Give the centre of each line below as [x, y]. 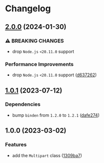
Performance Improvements [39, 64]
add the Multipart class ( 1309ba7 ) [47, 155]
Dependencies [23, 104]
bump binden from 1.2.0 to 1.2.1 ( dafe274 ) [56, 115]
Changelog [28, 9]
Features [16, 145]
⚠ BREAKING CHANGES [35, 41]
